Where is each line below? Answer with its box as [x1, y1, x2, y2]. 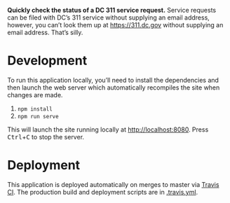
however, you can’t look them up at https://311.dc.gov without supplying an [7, 21, 224, 29]
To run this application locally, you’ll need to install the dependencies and [7, 76, 219, 84]
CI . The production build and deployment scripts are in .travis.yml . [7, 188, 198, 196]
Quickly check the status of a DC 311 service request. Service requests [7, 6, 216, 14]
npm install [17, 105, 53, 113]
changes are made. [7, 90, 63, 99]
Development [7, 52, 88, 69]
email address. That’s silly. [7, 28, 83, 36]
